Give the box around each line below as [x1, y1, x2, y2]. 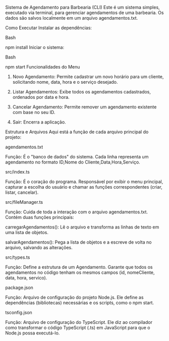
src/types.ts [5, 254, 30, 260]
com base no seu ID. [12, 109, 55, 115]
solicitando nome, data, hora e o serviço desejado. [12, 79, 118, 85]
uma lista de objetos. [5, 230, 49, 235]
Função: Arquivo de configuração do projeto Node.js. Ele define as [5, 295, 144, 300]
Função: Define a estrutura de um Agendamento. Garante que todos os [5, 264, 153, 270]
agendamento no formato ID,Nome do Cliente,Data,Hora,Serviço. [5, 159, 140, 165]
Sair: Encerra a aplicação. [12, 119, 67, 125]
